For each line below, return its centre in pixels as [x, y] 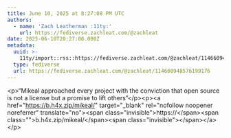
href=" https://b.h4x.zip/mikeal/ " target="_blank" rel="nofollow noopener [110, 105]
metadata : [21, 45]
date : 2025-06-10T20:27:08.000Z [53, 39]
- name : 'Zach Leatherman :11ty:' [63, 26]
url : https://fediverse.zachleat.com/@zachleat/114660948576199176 [112, 71]
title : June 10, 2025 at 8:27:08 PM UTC [66, 13]
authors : [20, 20]
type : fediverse [36, 65]
